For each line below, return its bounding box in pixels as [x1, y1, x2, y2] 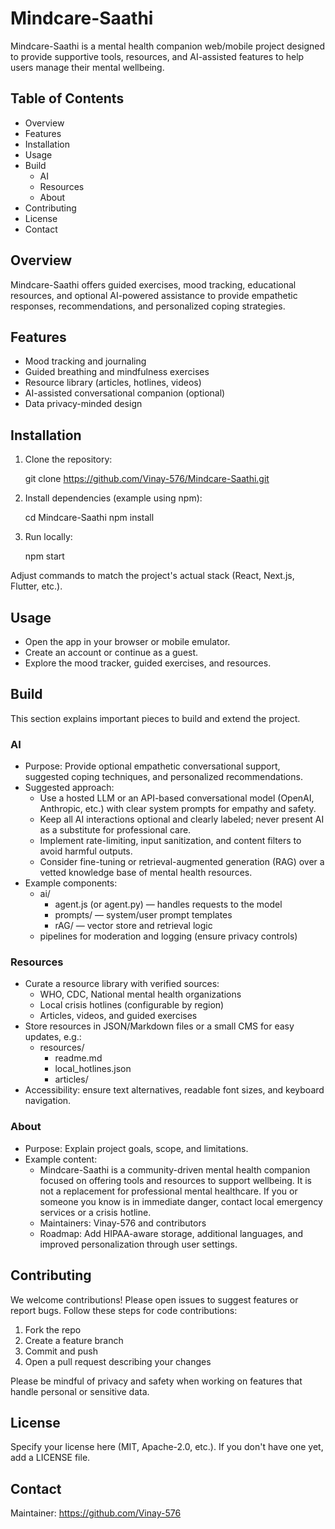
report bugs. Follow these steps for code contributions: [10, 1304, 238, 1316]
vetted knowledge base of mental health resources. [39, 867, 253, 879]
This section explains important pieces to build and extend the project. [10, 712, 301, 724]
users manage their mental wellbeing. [10, 61, 165, 73]
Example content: [24, 1153, 98, 1165]
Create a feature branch [24, 1334, 124, 1346]
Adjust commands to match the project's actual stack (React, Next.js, [10, 570, 295, 582]
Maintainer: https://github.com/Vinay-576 [10, 1507, 182, 1519]
